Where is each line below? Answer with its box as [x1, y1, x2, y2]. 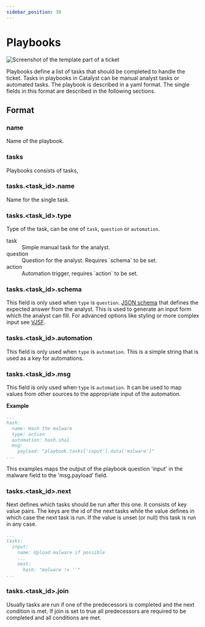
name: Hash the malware [12, 425, 72, 432]
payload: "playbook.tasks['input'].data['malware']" [17, 448, 155, 454]
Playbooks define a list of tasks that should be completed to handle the [6, 68, 185, 75]
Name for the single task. [6, 196, 70, 203]
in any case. [6, 520, 37, 528]
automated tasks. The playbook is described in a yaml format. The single [6, 80, 190, 88]
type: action [12, 431, 45, 437]
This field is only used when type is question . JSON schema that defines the [6, 299, 199, 306]
